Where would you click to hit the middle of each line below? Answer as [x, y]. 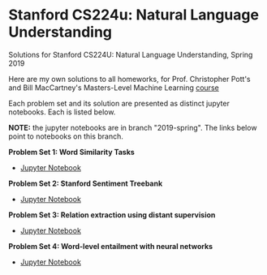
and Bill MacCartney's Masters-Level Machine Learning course [114, 88]
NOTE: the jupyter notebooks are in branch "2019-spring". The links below [133, 127]
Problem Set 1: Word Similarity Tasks [72, 152]
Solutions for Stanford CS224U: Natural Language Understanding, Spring [131, 54]
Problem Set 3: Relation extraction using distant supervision [112, 215]
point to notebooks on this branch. [66, 136]
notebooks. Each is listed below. [62, 112]
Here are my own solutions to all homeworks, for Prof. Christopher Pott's [129, 79]
